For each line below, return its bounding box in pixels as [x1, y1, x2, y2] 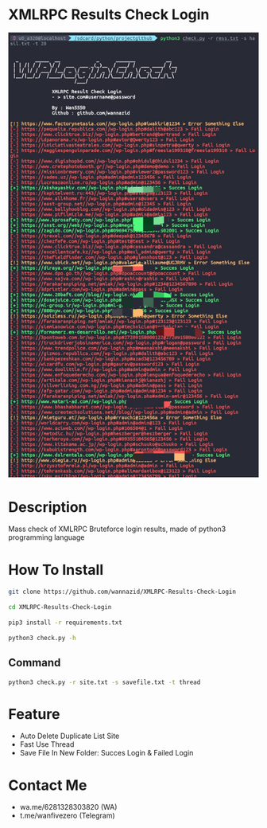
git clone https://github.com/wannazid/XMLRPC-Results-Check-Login [8, 588, 237, 596]
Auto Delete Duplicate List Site [19, 731, 120, 741]
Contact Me [8, 776, 87, 794]
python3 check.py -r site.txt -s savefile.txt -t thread [8, 678, 201, 686]
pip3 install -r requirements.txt [8, 619, 123, 627]
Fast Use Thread [19, 740, 75, 749]
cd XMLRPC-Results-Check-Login [8, 603, 112, 611]
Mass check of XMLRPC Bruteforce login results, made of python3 [8, 524, 226, 534]
